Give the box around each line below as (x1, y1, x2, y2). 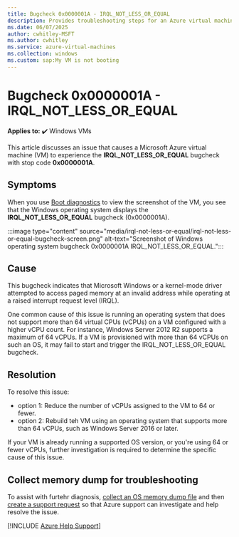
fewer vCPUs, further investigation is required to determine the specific (7, 446, 217, 454)
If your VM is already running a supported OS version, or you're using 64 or (7, 438, 229, 447)
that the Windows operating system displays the (7, 205, 149, 214)
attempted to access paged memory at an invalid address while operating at (7, 289, 230, 298)
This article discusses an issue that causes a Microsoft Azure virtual (7, 143, 207, 152)
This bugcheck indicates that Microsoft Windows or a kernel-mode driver (7, 281, 223, 290)
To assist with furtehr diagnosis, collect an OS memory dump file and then (7, 492, 225, 501)
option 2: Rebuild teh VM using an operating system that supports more (17, 417, 228, 425)
